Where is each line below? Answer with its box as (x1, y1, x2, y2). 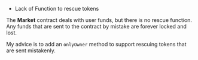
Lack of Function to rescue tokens (14, 5, 99, 12)
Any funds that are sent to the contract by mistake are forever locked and (6, 23, 187, 30)
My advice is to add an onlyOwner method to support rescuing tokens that (6, 41, 187, 48)
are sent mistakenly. (6, 47, 56, 54)
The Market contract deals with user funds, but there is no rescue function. (6, 17, 193, 23)
